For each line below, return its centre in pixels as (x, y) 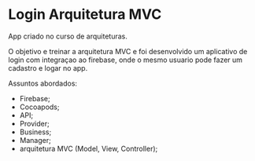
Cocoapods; (39, 107)
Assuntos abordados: (42, 83)
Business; (35, 132)
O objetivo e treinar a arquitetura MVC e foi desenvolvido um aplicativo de (128, 51)
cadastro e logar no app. (48, 68)
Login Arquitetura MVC (85, 15)
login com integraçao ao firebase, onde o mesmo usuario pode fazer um (125, 60)
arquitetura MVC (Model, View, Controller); (89, 148)
